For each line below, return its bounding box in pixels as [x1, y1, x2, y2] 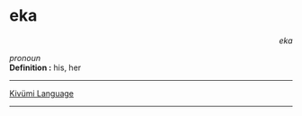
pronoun [9, 52, 41, 63]
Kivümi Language [9, 87, 75, 99]
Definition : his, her [9, 62, 82, 73]
